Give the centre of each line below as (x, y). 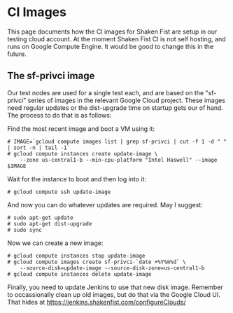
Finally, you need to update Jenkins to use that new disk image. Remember (115, 287)
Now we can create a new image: (55, 243)
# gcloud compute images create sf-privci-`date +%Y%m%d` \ (97, 262)
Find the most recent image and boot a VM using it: (81, 128)
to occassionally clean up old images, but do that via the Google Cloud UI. (114, 294)
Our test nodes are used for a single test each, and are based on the (106, 92)
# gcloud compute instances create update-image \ (83, 154)
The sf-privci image (51, 76)
